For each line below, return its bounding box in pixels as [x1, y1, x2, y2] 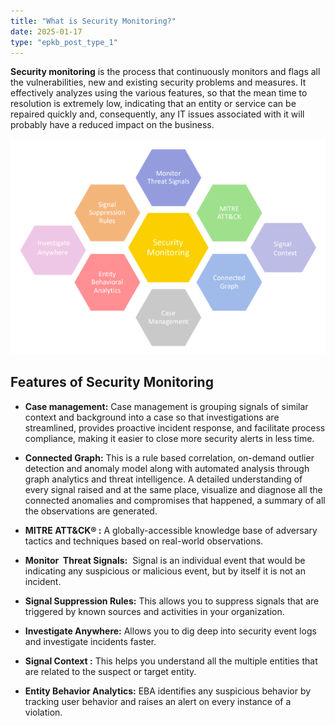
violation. [24, 706, 63, 718]
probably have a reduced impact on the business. [10, 119, 215, 131]
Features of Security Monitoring [10, 374, 214, 391]
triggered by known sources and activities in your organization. [24, 605, 285, 617]
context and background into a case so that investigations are [24, 411, 280, 423]
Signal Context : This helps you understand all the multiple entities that [24, 655, 318, 667]
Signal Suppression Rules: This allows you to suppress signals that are [24, 595, 320, 607]
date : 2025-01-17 [10, 26, 83, 37]
